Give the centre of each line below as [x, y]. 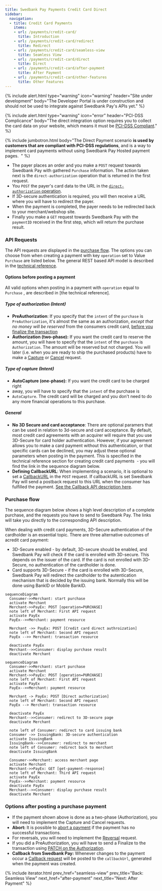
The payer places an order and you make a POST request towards [76, 165]
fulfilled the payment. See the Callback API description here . [72, 487]
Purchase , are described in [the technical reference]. [58, 293]
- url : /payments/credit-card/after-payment [59, 69]
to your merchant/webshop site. [44, 211]
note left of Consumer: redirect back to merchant [61, 748]
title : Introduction [38, 37]
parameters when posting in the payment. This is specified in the [77, 456]
